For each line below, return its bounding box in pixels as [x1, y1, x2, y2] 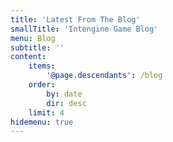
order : [28, 80, 56, 90]
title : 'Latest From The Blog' [10, 14, 141, 25]
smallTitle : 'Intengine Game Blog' [10, 24, 159, 34]
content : [10, 52, 47, 62]
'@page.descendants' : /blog [46, 71, 163, 81]
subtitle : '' [10, 42, 65, 53]
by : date [46, 89, 83, 99]
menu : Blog [10, 33, 56, 43]
